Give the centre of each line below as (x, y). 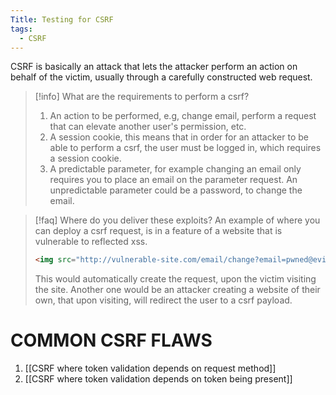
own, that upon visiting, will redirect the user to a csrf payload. (163, 300)
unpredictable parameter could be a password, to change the (176, 190)
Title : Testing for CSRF (62, 19)
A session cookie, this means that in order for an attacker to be (179, 137)
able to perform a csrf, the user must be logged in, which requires (185, 148)
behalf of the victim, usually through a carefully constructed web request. (161, 77)
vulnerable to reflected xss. (91, 242)
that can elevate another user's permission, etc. (148, 127)
